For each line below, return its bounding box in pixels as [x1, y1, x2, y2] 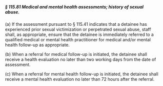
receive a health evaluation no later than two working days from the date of [5, 56, 156, 62]
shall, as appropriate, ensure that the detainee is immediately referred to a [5, 32, 154, 37]
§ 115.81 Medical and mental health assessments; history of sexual [5, 4, 144, 10]
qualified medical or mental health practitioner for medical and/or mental [5, 36, 151, 42]
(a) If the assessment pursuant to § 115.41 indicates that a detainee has [5, 21, 147, 27]
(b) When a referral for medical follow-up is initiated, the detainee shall [5, 51, 147, 57]
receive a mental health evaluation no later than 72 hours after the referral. [5, 76, 155, 82]
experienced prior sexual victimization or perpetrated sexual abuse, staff [5, 26, 151, 32]
